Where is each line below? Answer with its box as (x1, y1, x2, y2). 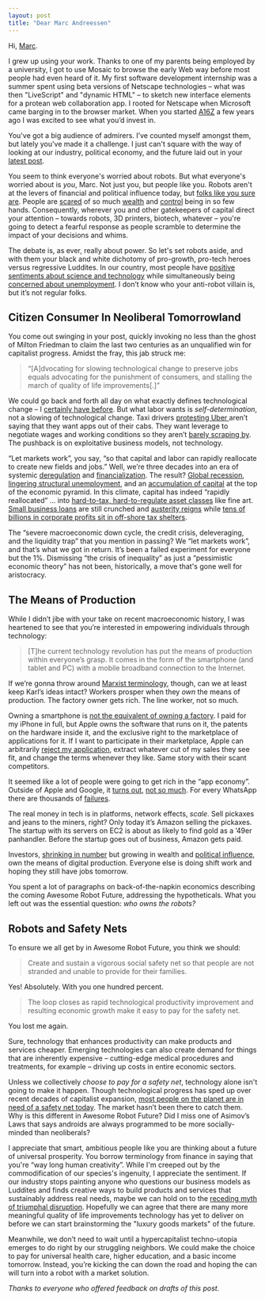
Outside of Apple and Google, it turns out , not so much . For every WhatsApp (8, 785, 257, 795)
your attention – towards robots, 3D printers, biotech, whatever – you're (8, 213, 241, 223)
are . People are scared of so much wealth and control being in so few (8, 196, 235, 206)
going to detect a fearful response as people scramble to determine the (8, 221, 241, 231)
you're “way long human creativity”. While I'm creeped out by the (8, 1160, 221, 1169)
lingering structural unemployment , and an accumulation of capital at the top (8, 479, 258, 489)
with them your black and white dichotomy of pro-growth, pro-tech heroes (8, 254, 252, 263)
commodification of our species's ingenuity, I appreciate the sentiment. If (8, 1168, 247, 1178)
